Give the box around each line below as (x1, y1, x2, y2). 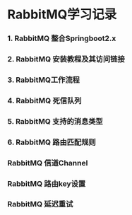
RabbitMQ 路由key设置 (7, 178, 86, 188)
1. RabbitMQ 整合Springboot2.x (7, 33, 116, 43)
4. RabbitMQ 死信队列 (7, 95, 82, 105)
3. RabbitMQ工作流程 (7, 75, 80, 85)
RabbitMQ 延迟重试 (7, 199, 73, 209)
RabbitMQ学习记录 (7, 6, 117, 23)
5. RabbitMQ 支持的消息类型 (7, 116, 104, 126)
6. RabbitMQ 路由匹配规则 (7, 137, 97, 147)
